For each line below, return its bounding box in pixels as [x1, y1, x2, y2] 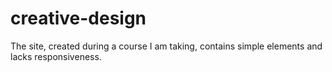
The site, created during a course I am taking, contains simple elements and [10, 40, 323, 52]
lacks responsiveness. [10, 50, 102, 62]
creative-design [10, 7, 147, 30]
